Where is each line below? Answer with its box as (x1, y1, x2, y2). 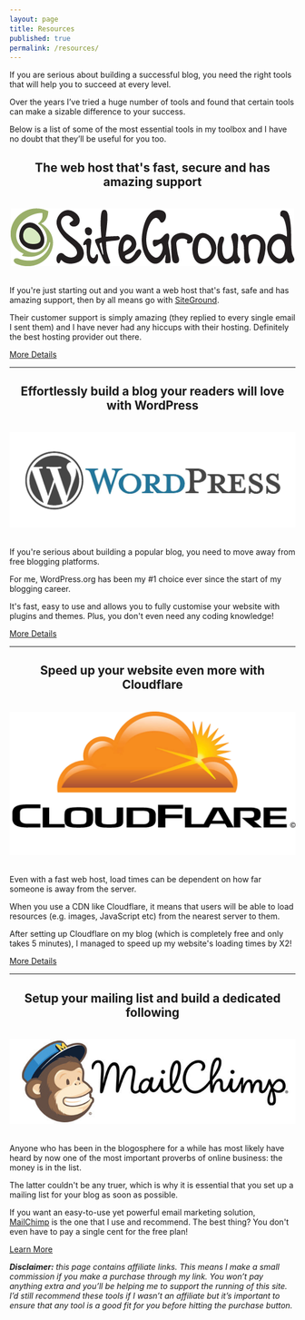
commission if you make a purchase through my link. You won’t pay (9, 1271, 264, 1282)
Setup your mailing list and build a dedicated (24, 990, 281, 1006)
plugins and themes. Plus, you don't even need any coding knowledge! (9, 610, 274, 621)
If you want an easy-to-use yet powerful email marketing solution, (9, 1207, 256, 1218)
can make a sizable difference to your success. (9, 106, 186, 117)
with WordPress (106, 398, 199, 413)
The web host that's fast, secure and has (34, 160, 271, 175)
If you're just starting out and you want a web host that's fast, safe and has (9, 285, 290, 296)
